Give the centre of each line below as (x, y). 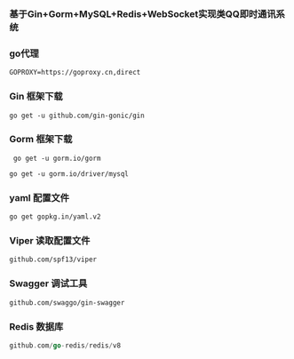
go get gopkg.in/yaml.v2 (55, 217)
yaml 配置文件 (39, 197)
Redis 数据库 (36, 326)
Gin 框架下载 (36, 97)
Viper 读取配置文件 (50, 241)
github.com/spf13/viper (53, 259)
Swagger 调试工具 (48, 283)
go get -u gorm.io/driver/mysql (69, 174)
